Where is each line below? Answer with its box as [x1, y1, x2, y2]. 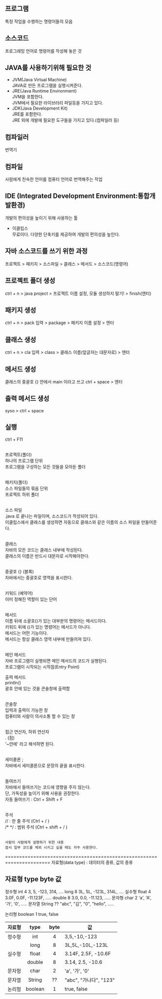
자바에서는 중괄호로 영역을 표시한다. [5, 575, 73, 580]
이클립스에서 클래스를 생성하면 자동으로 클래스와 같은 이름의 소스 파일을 [5, 519, 140, 525]
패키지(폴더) [5, 479, 28, 485]
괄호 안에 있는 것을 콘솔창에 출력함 [5, 685, 70, 691]
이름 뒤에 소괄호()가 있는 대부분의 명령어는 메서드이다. [5, 618, 107, 624]
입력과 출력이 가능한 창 [5, 707, 48, 713]
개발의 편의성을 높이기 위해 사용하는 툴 [5, 215, 78, 221]
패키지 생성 [5, 306, 36, 314]
